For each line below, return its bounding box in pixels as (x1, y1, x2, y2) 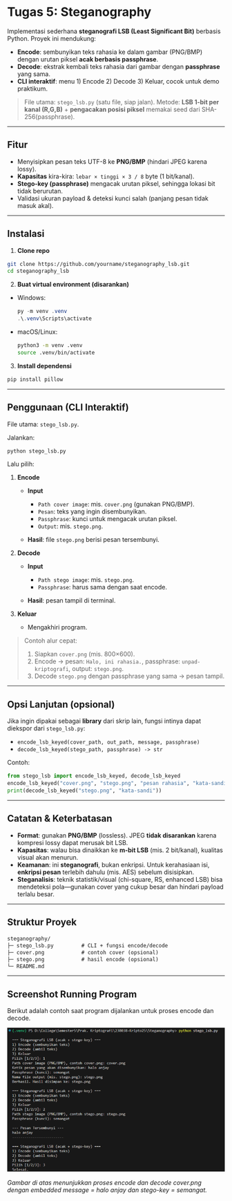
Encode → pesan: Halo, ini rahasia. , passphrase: (34, 657, 181, 665)
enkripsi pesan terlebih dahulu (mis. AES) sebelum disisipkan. (17, 868, 195, 876)
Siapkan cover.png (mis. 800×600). (34, 650, 135, 659)
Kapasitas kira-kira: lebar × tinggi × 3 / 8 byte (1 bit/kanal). (17, 172, 195, 180)
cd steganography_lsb (7, 267, 70, 275)
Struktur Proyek (7, 916, 77, 928)
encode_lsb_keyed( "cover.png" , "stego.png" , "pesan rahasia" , (7, 780, 190, 787)
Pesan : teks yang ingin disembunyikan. (37, 507, 147, 516)
